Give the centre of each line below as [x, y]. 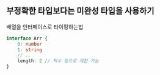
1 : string [30, 50]
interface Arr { [27, 38]
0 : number [30, 44]
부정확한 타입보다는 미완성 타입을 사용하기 [80, 11]
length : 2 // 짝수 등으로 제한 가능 [58, 61]
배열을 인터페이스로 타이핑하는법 [45, 27]
